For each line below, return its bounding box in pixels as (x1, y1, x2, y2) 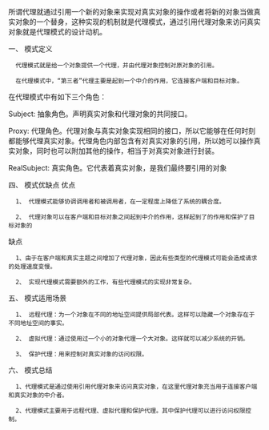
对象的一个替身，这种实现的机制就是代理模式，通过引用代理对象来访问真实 (14, 17, 261, 26)
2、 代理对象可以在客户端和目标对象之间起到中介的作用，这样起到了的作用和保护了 (15, 213, 250, 221)
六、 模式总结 (8, 365, 53, 375)
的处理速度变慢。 (8, 263, 57, 271)
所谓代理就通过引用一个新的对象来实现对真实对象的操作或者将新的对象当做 (8, 7, 254, 16)
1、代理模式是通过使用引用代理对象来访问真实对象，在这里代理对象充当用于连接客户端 (15, 383, 258, 391)
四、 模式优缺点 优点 (8, 180, 76, 190)
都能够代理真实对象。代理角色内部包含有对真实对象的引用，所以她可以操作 (8, 136, 254, 146)
